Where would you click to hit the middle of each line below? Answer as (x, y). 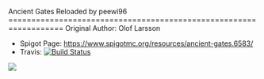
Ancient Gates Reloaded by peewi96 (68, 11)
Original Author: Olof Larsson (113, 28)
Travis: (31, 52)
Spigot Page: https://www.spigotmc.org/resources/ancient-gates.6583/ (136, 43)
